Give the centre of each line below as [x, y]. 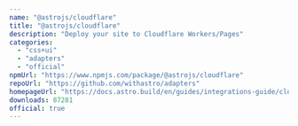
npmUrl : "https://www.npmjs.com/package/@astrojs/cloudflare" [126, 75]
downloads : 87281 [41, 100]
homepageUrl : [33, 91]
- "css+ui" [37, 51]
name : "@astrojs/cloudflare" [63, 17]
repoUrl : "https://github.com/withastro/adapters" [105, 83]
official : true [37, 108]
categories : [31, 42]
